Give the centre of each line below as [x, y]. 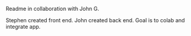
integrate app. [23, 27]
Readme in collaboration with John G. [52, 9]
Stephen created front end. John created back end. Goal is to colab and [95, 20]
